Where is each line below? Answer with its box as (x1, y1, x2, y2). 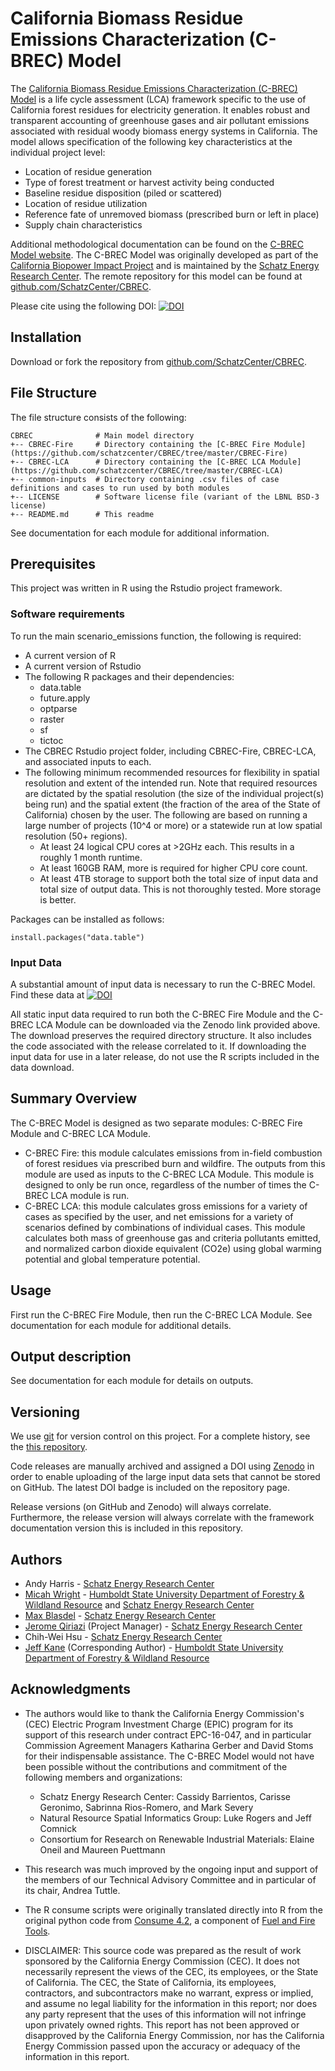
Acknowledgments (10, 1681, 132, 1698)
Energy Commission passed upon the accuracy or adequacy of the (24, 2040, 301, 2052)
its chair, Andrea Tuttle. (24, 1884, 121, 1896)
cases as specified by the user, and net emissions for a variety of (24, 1210, 294, 1222)
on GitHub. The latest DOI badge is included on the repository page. (10, 1482, 291, 1494)
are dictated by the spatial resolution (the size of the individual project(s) (24, 787, 325, 799)
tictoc (39, 734, 64, 746)
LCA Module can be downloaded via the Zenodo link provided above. (35, 1018, 321, 1031)
